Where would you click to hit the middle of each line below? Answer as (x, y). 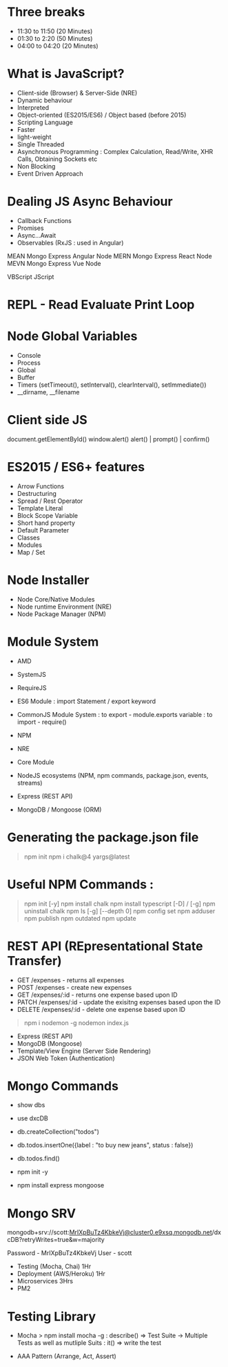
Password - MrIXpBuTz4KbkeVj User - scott (70, 1253)
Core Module (35, 762)
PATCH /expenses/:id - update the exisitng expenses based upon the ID (119, 1002)
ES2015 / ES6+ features (76, 467)
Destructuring (37, 493)
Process (29, 363)
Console (29, 355)
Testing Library (52, 1316)
